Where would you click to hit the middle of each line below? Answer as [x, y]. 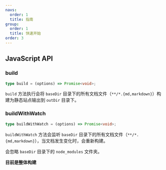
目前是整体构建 [21, 162]
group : [12, 24]
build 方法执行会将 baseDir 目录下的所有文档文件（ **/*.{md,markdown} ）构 [83, 94]
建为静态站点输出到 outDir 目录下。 [42, 100]
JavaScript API [29, 59]
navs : [11, 10]
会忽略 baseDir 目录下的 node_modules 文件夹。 [54, 151]
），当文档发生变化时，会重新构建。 [71, 141]
